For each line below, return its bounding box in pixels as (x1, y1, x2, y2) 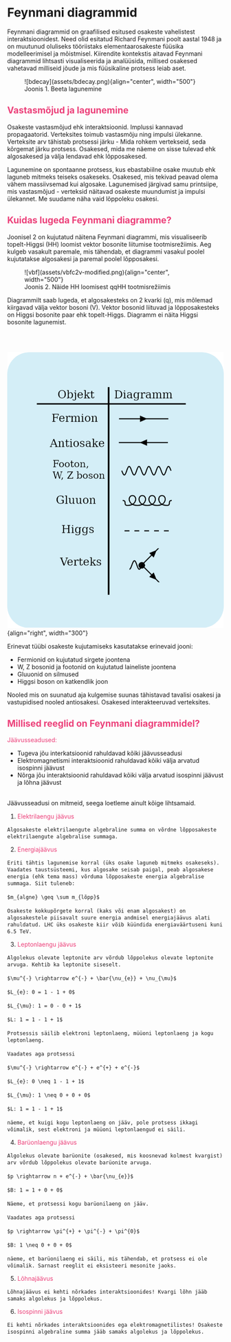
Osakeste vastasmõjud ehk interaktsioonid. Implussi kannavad (7, 122, 184, 131)
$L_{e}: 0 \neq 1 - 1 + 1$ (7, 1078, 85, 1085)
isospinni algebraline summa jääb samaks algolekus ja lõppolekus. (7, 1328, 205, 1336)
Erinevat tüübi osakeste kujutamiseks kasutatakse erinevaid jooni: (7, 642, 194, 650)
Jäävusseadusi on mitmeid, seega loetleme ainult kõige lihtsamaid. (7, 799, 196, 807)
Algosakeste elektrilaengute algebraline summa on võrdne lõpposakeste (7, 827, 217, 834)
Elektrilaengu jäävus (16, 812, 74, 820)
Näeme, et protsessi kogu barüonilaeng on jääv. (7, 1200, 149, 1207)
